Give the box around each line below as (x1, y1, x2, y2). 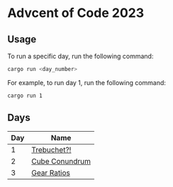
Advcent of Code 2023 (7, 5, 144, 21)
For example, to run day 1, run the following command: (7, 78, 167, 86)
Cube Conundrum (31, 156, 91, 166)
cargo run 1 (7, 92, 43, 99)
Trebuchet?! (31, 144, 72, 154)
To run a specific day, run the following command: (7, 52, 154, 60)
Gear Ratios (31, 168, 71, 178)
